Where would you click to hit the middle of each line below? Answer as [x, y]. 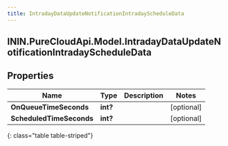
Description [144, 95]
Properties [30, 76]
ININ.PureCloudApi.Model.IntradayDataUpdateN [114, 42]
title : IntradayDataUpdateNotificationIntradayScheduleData [96, 13]
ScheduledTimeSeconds [52, 118]
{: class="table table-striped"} [50, 135]
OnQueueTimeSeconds [50, 107]
